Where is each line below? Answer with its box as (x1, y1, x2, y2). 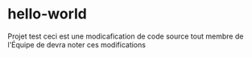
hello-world (7, 5, 88, 23)
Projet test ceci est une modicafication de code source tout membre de (7, 31, 244, 41)
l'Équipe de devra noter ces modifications (7, 39, 147, 49)
